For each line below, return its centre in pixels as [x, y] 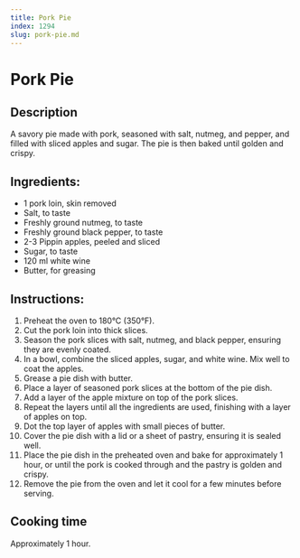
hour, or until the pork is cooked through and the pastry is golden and [153, 465]
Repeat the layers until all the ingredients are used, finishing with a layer [157, 407]
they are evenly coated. [67, 349]
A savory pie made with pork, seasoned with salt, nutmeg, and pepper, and [150, 134]
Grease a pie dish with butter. [78, 378]
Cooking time [49, 521]
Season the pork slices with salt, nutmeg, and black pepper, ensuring [152, 340]
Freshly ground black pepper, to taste [93, 232]
